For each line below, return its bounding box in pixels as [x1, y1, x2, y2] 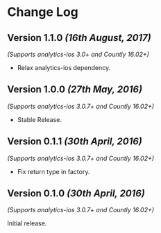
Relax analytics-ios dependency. [17, 64, 111, 71]
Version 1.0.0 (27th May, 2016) [7, 84, 143, 96]
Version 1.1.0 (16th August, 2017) [7, 32, 151, 44]
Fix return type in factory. [17, 167, 90, 175]
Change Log [7, 4, 78, 20]
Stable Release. [17, 115, 62, 123]
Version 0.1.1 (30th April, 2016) [7, 136, 142, 148]
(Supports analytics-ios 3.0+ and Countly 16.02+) [7, 50, 149, 58]
